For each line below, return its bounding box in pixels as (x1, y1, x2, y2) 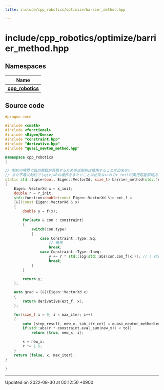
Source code (5, 102, 45, 110)
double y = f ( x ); (22, 209, 58, 214)
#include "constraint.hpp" (5, 137, 60, 142)
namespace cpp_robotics (5, 155, 54, 160)
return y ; (22, 276, 42, 281)
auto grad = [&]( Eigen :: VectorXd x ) (14, 290, 89, 295)
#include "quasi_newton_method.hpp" (5, 146, 80, 151)
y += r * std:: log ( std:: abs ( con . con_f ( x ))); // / (48, 254, 152, 259)
